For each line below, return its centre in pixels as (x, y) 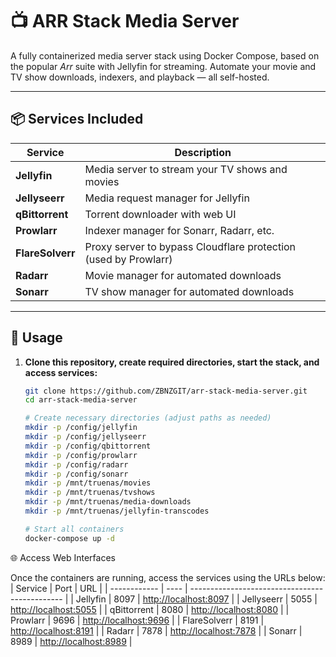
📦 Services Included (77, 119)
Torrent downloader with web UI (160, 214)
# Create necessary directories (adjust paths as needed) (148, 418)
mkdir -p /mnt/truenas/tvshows (90, 493)
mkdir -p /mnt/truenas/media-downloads (108, 502)
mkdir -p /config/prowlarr (81, 455)
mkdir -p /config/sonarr (76, 474)
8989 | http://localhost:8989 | (71, 641)
